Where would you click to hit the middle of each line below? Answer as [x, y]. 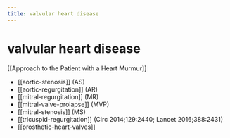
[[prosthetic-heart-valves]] [56, 127]
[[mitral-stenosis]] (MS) [52, 112]
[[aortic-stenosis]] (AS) [51, 82]
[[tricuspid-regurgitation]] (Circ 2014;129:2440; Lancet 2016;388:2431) [120, 119]
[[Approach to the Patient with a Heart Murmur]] [77, 68]
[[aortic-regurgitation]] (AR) [58, 89]
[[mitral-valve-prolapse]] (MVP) [63, 104]
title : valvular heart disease [53, 14]
